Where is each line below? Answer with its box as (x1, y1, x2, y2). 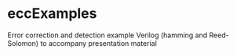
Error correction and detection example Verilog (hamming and (7, 30, 208, 40)
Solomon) (7, 38, 39, 47)
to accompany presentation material (40, 38, 158, 47)
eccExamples (7, 5, 97, 23)
